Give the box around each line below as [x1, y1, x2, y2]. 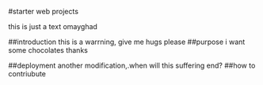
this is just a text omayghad [8, 22, 97, 31]
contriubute [8, 69, 46, 78]
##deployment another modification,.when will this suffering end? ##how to [8, 61, 256, 70]
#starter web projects [8, 7, 79, 16]
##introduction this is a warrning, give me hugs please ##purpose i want [8, 37, 246, 46]
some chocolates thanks [8, 46, 89, 54]
